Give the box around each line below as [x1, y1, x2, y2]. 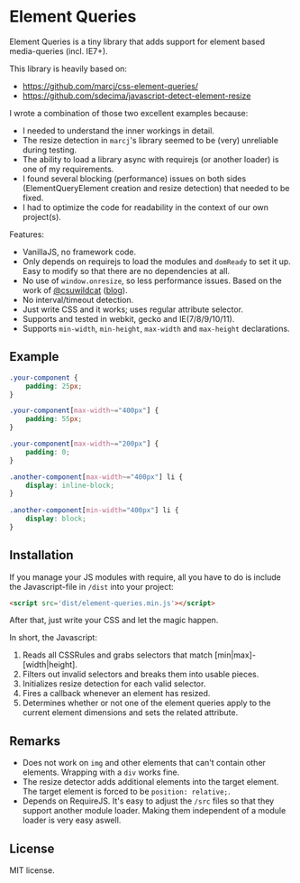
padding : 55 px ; [25, 415, 83, 424]
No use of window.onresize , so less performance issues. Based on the [22, 275, 282, 286]
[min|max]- [214, 649, 257, 660]
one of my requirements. [22, 163, 114, 174]
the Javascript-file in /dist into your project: [9, 581, 174, 592]
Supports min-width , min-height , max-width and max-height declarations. [22, 323, 290, 334]
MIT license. [9, 865, 56, 876]
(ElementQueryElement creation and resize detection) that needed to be [22, 182, 290, 193]
